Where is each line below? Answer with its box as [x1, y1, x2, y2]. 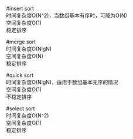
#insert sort [6, 5, 34, 12]
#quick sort [6, 72, 34, 79]
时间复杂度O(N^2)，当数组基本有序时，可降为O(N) [6, 12, 128, 19]
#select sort [6, 105, 35, 112]
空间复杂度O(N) [6, 53, 44, 59]
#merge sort [6, 38, 36, 45]
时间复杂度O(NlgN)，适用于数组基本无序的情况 [6, 79, 118, 86]
